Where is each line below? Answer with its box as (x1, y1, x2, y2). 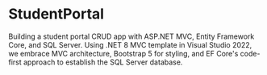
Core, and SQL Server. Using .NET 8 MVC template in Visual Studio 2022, (8, 40, 252, 49)
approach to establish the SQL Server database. (23, 57, 183, 67)
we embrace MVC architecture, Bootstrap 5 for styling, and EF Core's (8, 48, 239, 58)
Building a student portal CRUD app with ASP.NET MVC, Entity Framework (8, 31, 255, 41)
